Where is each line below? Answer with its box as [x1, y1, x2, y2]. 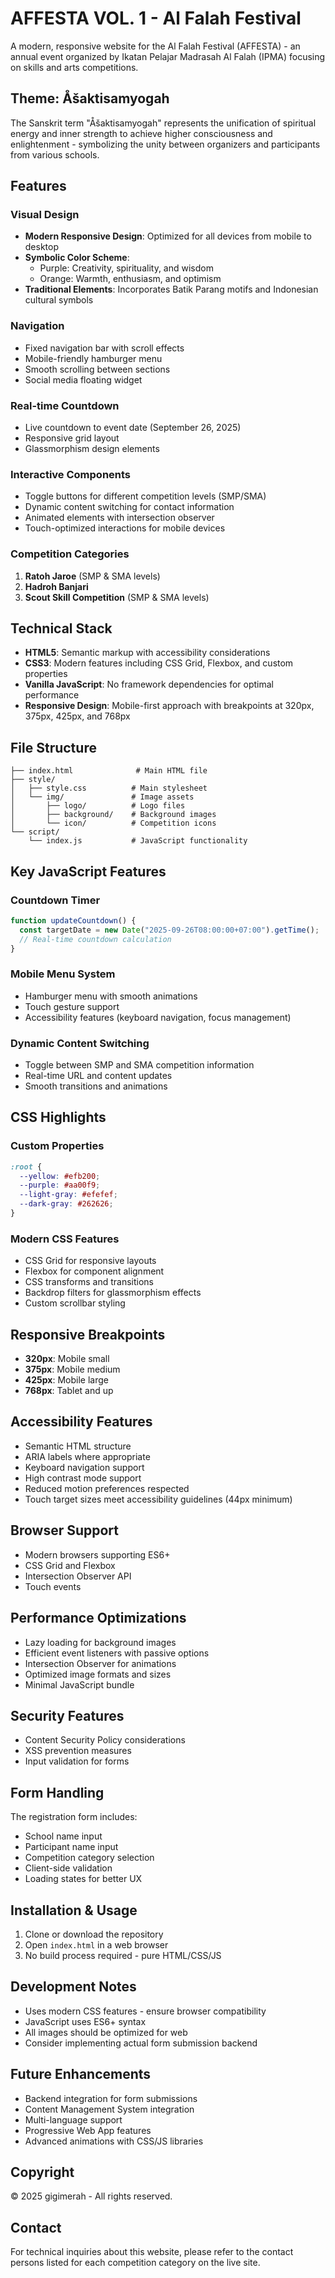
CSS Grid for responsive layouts [24, 1255, 157, 1267]
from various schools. [10, 148, 100, 161]
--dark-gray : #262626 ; [19, 1199, 114, 1209]
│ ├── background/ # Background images [10, 810, 217, 820]
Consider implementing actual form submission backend [24, 2037, 258, 2049]
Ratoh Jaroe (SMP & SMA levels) [24, 570, 161, 582]
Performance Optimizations [10, 1610, 187, 1627]
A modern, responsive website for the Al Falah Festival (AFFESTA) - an [10, 40, 301, 52]
